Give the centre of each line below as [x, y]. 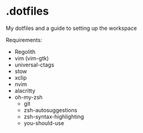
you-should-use [44, 123]
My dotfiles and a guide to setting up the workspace [71, 28]
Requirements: [24, 40]
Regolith [25, 52]
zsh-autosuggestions [50, 110]
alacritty [25, 90]
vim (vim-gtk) [32, 58]
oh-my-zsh [29, 97]
